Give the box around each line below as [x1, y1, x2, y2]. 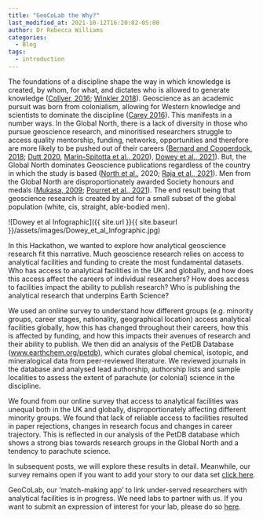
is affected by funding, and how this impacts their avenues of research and [8, 331, 251, 340]
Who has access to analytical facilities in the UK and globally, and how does [8, 265, 254, 275]
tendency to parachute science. [8, 446, 111, 455]
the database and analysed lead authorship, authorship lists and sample [8, 364, 241, 374]
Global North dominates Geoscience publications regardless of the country [8, 160, 251, 170]
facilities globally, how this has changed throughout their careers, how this [8, 323, 249, 332]
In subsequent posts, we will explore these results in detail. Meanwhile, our [8, 461, 251, 471]
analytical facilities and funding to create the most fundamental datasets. [8, 257, 244, 267]
